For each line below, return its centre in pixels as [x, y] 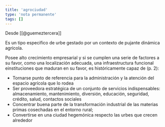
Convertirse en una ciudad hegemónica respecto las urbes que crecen [85, 115]
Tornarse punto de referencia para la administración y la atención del [83, 78]
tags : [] [14, 19]
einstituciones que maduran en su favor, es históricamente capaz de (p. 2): [82, 68]
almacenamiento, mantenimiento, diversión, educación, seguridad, [81, 94]
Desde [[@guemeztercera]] [33, 33]
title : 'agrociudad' [27, 10]
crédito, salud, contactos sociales [47, 99]
